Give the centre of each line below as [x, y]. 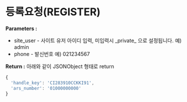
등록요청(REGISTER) [53, 12]
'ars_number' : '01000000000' [46, 88]
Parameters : [21, 28]
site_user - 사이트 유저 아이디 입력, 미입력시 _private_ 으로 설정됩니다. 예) [98, 40]
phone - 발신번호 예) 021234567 [52, 54]
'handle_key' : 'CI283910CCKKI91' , [52, 83]
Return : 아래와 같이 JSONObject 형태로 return [60, 66]
